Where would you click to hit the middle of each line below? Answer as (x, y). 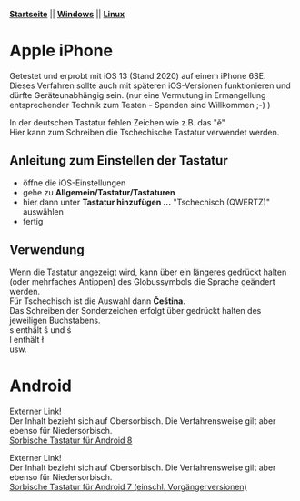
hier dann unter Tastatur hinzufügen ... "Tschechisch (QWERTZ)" (146, 202)
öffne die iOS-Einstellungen (74, 183)
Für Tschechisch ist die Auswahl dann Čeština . (98, 301)
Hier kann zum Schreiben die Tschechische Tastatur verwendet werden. (145, 132)
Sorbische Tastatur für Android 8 (71, 440)
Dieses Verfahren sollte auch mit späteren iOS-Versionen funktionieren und (150, 85)
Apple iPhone (61, 51)
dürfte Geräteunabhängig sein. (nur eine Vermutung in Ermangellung (138, 95)
